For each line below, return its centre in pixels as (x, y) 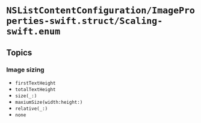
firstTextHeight (35, 83)
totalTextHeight (35, 89)
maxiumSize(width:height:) (49, 102)
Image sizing (25, 70)
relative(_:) (31, 109)
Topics (19, 52)
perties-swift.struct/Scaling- (85, 21)
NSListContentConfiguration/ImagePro (101, 10)
